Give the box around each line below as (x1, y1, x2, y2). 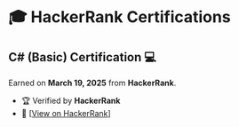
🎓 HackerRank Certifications (8, 7, 232, 28)
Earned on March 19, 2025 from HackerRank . (8, 77, 177, 88)
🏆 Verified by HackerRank (20, 95, 121, 106)
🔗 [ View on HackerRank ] (20, 108, 112, 118)
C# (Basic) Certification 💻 (8, 50, 157, 65)
